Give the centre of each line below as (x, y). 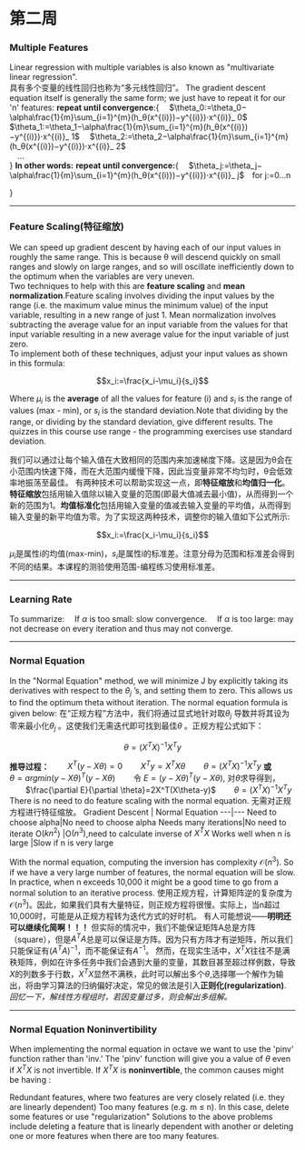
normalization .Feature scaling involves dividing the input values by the (142, 295)
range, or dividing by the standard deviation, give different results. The (142, 422)
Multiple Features (49, 48)
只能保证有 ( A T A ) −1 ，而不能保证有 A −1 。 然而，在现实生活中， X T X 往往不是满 (150, 950)
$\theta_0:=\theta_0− (208, 108)
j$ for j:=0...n (264, 175)
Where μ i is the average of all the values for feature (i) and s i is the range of (151, 399)
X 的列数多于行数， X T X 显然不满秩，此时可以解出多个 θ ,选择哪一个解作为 (143, 973)
